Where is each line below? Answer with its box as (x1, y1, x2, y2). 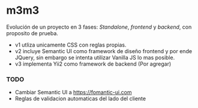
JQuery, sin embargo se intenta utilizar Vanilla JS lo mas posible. (14, 54, 175, 61)
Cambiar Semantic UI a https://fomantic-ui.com (14, 89, 132, 96)
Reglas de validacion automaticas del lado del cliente (14, 95, 146, 102)
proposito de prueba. (6, 29, 59, 36)
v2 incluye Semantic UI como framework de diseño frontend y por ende (14, 47, 193, 54)
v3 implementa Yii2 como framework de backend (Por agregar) (14, 60, 172, 67)
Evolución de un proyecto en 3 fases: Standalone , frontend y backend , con (6, 23, 192, 30)
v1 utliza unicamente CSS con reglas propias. (14, 41, 127, 48)
